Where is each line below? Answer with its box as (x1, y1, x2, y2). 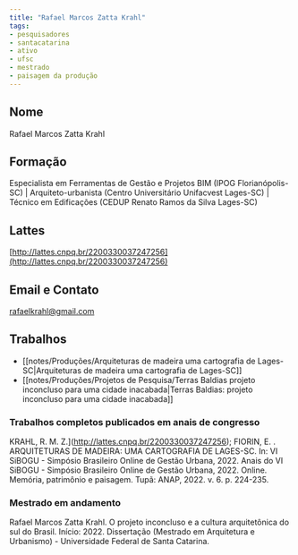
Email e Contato (9, 282, 99, 297)
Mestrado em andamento (9, 497, 122, 509)
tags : (9, 21, 30, 30)
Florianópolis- (236, 178, 289, 189)
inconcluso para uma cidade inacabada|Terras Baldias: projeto (21, 384, 253, 395)
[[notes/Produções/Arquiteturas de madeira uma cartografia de (21, 355, 256, 366)
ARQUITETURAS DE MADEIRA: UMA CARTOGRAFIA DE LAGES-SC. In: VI (9, 446, 278, 457)
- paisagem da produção (9, 72, 98, 81)
